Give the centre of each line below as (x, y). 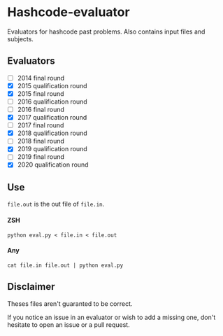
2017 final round (41, 125)
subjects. (20, 38)
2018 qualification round (52, 133)
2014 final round (41, 78)
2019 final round (41, 157)
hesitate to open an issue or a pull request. (69, 324)
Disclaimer (31, 287)
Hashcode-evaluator (69, 12)
